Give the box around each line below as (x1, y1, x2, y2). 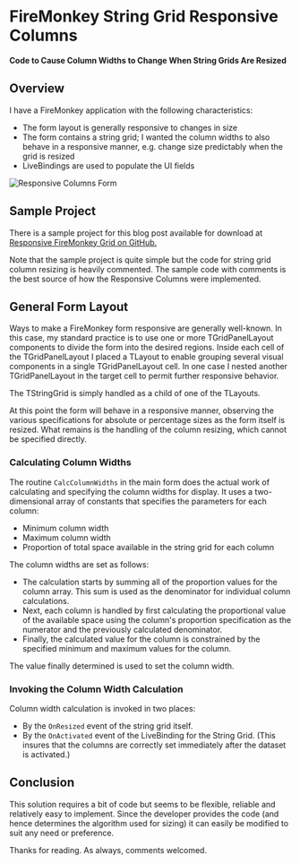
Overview (9, 81, 65, 96)
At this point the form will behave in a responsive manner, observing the (9, 405, 275, 416)
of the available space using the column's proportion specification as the (21, 614, 292, 625)
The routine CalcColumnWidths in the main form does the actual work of (9, 477, 270, 488)
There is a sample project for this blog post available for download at (9, 227, 263, 238)
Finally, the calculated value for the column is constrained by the (21, 634, 261, 644)
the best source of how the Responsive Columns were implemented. (9, 273, 261, 284)
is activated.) (21, 748, 71, 759)
